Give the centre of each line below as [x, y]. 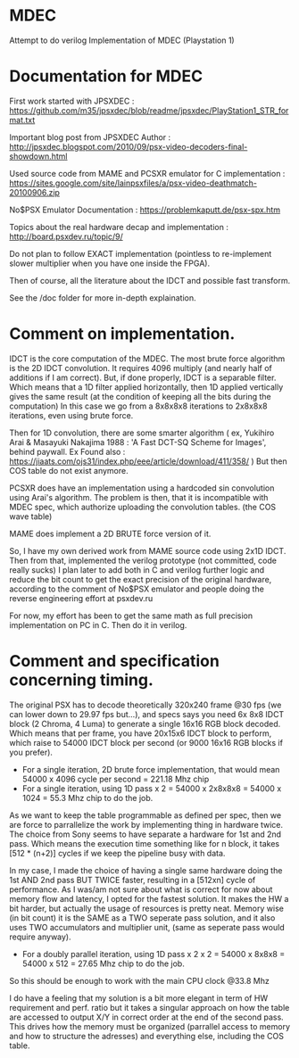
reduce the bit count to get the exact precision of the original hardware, [141, 579]
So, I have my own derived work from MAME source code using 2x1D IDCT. [148, 550]
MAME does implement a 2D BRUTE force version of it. [110, 533]
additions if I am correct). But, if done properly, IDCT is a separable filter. [143, 377]
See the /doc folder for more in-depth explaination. [103, 298]
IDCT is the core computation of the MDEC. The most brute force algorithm [147, 359]
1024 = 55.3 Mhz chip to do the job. [87, 798]
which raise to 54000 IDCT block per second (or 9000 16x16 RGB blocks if [146, 742]
